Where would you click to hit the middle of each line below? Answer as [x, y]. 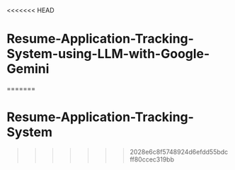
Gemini [28, 69]
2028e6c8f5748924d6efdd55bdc [179, 152]
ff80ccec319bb [152, 159]
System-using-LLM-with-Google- [108, 54]
